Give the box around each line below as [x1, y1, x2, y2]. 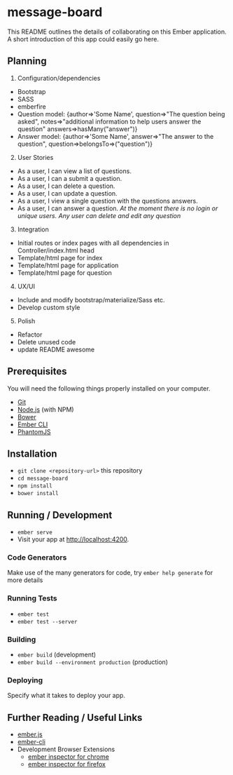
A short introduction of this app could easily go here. [7, 34, 160, 43]
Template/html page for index [17, 253, 103, 262]
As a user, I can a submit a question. [17, 174, 122, 182]
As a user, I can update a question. [17, 189, 118, 197]
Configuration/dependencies [17, 74, 101, 82]
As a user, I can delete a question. [17, 182, 115, 190]
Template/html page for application [17, 261, 119, 269]
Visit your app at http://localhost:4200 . [17, 535, 129, 544]
